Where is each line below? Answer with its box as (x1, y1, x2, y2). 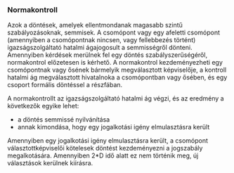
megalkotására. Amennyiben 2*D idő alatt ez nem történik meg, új (7, 151, 199, 160)
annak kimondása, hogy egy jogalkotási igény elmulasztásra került (17, 123, 210, 132)
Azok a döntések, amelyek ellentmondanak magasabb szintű (7, 21, 183, 30)
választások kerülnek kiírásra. (7, 159, 93, 167)
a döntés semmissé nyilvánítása (17, 115, 110, 124)
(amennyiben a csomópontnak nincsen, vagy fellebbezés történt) (7, 36, 196, 44)
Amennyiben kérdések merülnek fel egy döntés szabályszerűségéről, (7, 51, 208, 59)
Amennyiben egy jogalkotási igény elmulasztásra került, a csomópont (7, 136, 209, 145)
